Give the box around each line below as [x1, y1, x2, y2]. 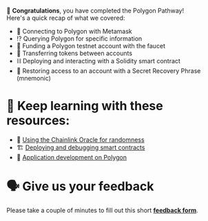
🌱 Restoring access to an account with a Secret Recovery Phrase [16, 67, 201, 75]
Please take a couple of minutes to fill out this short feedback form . [6, 206, 199, 214]
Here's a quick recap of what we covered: [6, 14, 125, 22]
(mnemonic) [16, 74, 51, 82]
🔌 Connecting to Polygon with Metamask [16, 28, 132, 35]
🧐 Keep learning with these [6, 98, 163, 114]
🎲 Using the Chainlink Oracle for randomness [16, 135, 145, 144]
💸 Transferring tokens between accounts [16, 49, 132, 57]
